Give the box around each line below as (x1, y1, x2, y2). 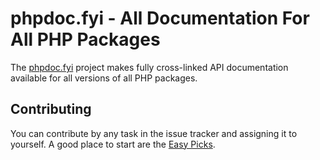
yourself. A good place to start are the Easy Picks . (10, 138, 216, 150)
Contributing (10, 101, 92, 118)
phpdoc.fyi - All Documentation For (10, 7, 310, 30)
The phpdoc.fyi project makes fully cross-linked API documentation (10, 61, 289, 73)
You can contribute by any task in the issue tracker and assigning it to (10, 127, 298, 139)
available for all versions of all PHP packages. (10, 72, 198, 84)
